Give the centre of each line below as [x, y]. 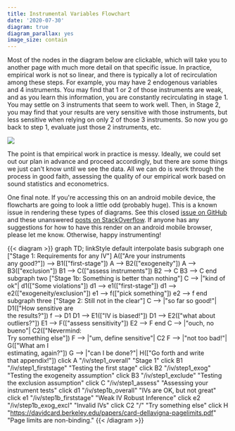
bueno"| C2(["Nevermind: [45, 330]
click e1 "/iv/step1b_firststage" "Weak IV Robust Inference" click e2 [104, 398]
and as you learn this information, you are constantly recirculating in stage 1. [118, 97]
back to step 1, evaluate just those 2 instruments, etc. [84, 127]
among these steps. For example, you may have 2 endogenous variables [113, 82]
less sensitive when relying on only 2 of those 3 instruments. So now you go [118, 120]
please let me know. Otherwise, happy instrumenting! [84, 235]
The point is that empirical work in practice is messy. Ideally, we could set [114, 154]
